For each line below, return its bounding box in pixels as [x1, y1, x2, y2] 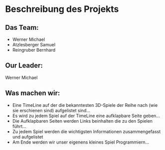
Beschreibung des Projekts [5, 3, 119, 15]
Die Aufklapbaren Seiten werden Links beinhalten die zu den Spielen [12, 118, 153, 124]
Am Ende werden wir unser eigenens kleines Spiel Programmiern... [12, 139, 149, 145]
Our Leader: [5, 61, 43, 70]
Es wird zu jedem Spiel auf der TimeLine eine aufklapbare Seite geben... [12, 113, 160, 119]
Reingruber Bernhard [12, 47, 56, 53]
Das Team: [5, 23, 39, 32]
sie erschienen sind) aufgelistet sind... [12, 107, 90, 113]
